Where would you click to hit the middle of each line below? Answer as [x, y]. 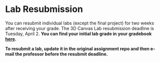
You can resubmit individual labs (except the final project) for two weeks [79, 23]
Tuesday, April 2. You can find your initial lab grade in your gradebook [78, 33]
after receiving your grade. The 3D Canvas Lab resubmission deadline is [79, 28]
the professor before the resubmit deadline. [61, 54]
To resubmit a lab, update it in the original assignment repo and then [77, 48]
